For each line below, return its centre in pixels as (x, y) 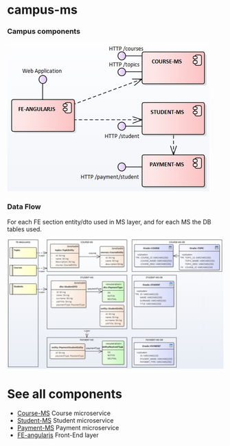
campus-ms (42, 10)
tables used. (25, 229)
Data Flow (24, 207)
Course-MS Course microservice (64, 413)
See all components (65, 394)
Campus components (44, 32)
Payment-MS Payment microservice (68, 427)
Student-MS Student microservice (65, 420)
